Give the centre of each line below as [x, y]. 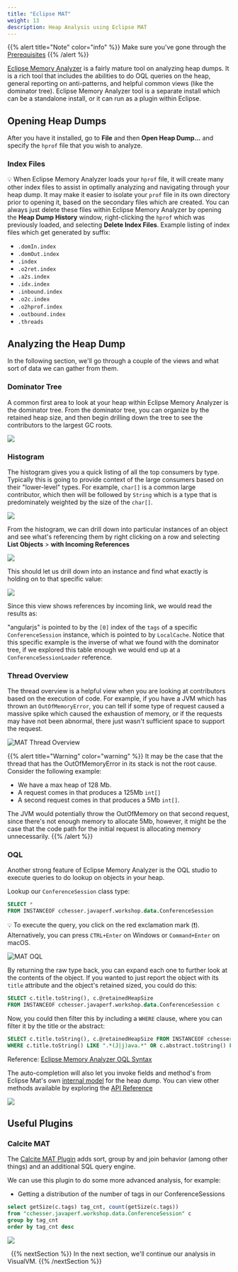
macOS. [19, 943]
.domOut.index [38, 255]
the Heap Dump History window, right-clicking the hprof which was [106, 218]
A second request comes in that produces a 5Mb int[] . [98, 800]
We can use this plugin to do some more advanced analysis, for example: [114, 1181]
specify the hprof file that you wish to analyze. [75, 145]
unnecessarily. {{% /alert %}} [50, 837]
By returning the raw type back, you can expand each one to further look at [118, 970]
